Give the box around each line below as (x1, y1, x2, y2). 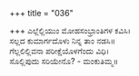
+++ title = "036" (9, 8, 74, 18)
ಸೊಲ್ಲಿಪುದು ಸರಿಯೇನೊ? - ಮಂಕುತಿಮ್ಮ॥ (9, 56, 118, 66)
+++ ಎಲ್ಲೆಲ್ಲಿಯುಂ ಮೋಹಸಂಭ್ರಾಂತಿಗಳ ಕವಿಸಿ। (9, 25, 132, 35)
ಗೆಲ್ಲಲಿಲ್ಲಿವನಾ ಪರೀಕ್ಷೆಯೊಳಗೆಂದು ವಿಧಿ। (9, 45, 110, 56)
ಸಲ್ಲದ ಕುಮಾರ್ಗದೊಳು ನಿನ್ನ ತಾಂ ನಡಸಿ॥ (9, 35, 116, 46)
